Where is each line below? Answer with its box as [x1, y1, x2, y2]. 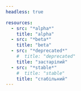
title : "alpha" [16, 31, 55, 37]
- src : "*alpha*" [11, 25, 55, 31]
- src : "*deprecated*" [11, 48, 68, 54]
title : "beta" [16, 42, 52, 48]
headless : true [5, 8, 44, 15]
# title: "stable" [16, 70, 65, 76]
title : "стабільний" [16, 76, 68, 82]
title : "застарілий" [16, 58, 68, 65]
